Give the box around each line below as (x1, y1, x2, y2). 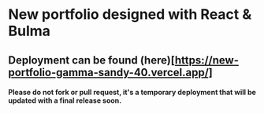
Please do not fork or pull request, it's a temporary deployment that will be (8, 88, 256, 97)
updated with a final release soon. (8, 96, 122, 105)
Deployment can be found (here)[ (8, 53, 176, 67)
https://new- (174, 53, 239, 67)
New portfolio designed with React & (8, 5, 252, 24)
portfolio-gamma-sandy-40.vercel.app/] (8, 65, 213, 79)
